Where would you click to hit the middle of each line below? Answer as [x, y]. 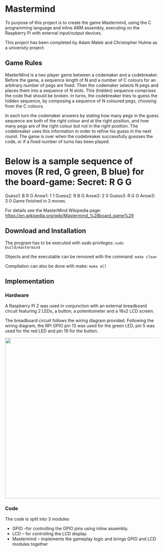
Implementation [30, 281]
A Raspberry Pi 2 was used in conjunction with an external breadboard [76, 306]
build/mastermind [23, 247]
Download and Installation [46, 231]
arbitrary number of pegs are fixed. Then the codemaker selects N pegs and [82, 85]
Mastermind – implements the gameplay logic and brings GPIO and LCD [84, 539]
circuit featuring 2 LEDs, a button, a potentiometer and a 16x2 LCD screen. [80, 311]
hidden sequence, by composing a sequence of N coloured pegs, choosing [81, 101]
